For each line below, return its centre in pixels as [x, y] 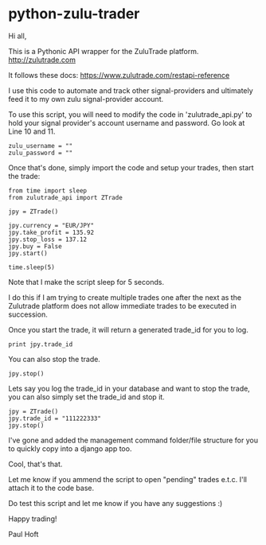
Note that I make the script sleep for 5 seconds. [86, 282]
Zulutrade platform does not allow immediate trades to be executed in [122, 306]
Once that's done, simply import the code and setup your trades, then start [131, 167]
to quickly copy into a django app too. [70, 448]
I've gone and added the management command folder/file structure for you [133, 440]
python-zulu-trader [74, 14]
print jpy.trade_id [41, 344]
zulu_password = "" [41, 153]
